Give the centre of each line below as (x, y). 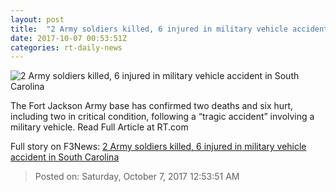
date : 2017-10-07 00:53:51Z (69, 38)
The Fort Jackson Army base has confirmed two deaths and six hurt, (152, 106)
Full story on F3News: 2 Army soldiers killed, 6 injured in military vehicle (158, 147)
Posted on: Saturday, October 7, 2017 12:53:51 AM (137, 177)
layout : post (37, 19)
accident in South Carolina (65, 157)
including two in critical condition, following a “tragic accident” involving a (162, 117)
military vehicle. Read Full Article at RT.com (99, 127)
